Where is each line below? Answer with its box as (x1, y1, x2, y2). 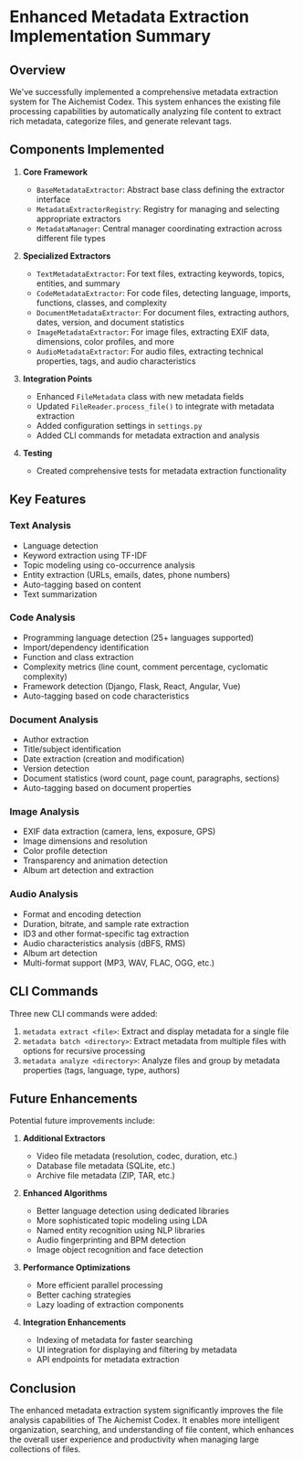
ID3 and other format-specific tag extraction (22, 928, 190, 939)
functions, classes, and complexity (36, 297, 167, 308)
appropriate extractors (36, 213, 121, 224)
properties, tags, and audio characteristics (36, 355, 196, 367)
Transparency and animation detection (22, 855, 169, 866)
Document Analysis (9, 713, 99, 726)
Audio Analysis (9, 888, 79, 901)
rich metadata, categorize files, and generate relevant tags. (9, 116, 233, 126)
